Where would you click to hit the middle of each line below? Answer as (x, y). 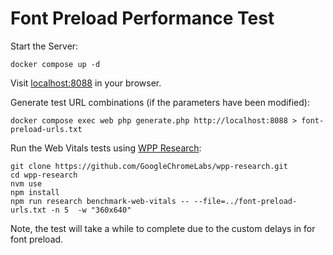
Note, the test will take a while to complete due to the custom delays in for (163, 228)
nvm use (26, 183)
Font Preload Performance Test (142, 18)
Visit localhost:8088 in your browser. (86, 83)
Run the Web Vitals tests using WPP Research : (106, 148)
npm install (35, 192)
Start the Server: (44, 46)
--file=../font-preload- (245, 201)
